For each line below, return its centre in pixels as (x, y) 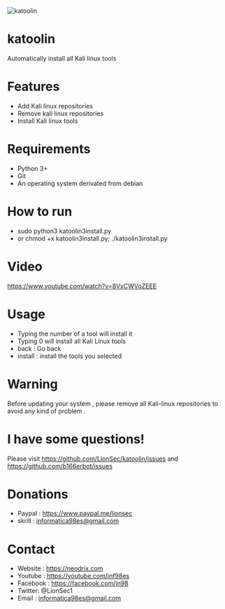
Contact (31, 549)
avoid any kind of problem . (46, 411)
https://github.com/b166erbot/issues (60, 466)
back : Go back (39, 348)
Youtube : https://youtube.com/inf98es (73, 576)
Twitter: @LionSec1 (45, 591)
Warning (32, 384)
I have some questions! (76, 439)
